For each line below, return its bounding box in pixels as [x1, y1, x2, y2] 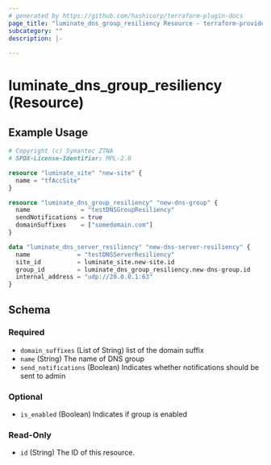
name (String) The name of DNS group [19, 354, 145, 363]
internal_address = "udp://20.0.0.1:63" [15, 273, 153, 281]
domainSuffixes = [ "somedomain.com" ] [15, 221, 153, 230]
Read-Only [8, 430, 52, 441]
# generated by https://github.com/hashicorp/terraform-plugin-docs [8, 11, 244, 20]
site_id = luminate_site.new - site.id [15, 258, 175, 266]
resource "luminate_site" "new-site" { [8, 168, 143, 177]
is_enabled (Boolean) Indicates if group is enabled [19, 409, 188, 419]
